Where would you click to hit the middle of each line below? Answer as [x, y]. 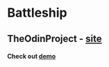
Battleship [37, 13]
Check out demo [32, 57]
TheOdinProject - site [54, 39]
